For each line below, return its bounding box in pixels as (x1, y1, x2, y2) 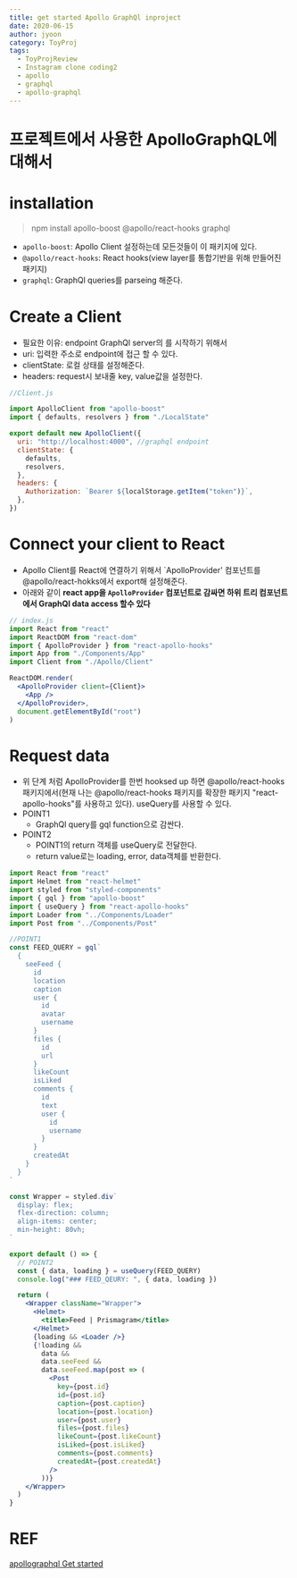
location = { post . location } (56, 1407, 153, 1416)
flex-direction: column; (17, 1209, 110, 1218)
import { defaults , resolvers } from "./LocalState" (9, 413, 210, 422)
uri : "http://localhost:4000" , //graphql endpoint (17, 437, 210, 447)
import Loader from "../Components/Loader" (9, 910, 174, 919)
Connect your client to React (9, 534, 226, 554)
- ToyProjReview (17, 55, 78, 63)
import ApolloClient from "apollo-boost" (9, 404, 166, 414)
